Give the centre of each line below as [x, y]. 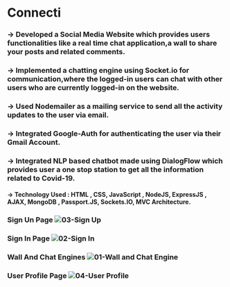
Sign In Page [29, 238]
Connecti [34, 13]
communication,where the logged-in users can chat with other [115, 79]
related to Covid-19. [41, 178]
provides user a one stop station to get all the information [106, 169]
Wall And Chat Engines [46, 257]
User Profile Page [37, 276]
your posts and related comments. [67, 52]
